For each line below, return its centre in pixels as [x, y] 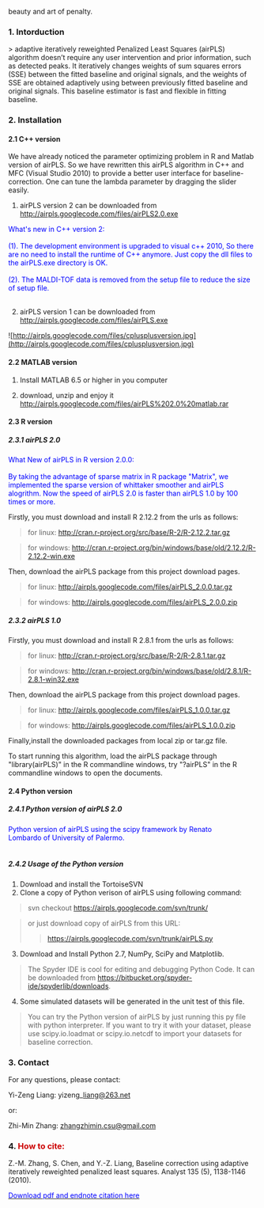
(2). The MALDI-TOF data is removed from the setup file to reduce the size [129, 279]
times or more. [32, 502]
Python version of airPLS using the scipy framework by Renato [110, 829]
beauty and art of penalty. [51, 11]
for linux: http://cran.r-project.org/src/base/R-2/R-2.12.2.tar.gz [129, 533]
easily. [19, 190]
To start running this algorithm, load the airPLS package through [113, 756]
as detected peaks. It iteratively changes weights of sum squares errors [125, 66]
